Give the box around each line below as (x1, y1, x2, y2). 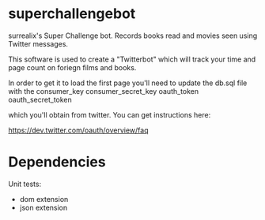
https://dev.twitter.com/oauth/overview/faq (8, 125, 149, 135)
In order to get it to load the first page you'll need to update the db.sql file (8, 78, 248, 88)
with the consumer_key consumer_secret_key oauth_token (8, 86, 199, 95)
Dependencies (8, 153, 106, 171)
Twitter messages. (8, 39, 69, 48)
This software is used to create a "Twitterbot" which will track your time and (8, 54, 256, 64)
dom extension (19, 194, 69, 203)
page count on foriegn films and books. (8, 62, 137, 72)
